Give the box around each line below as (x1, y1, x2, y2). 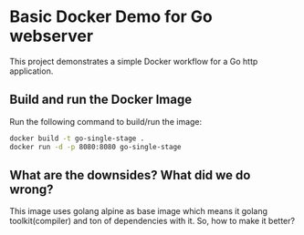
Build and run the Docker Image (9, 92, 193, 107)
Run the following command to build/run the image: (9, 116, 203, 127)
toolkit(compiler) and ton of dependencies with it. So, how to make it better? (9, 216, 295, 227)
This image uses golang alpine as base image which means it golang (9, 206, 267, 217)
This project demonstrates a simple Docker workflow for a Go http (9, 56, 258, 66)
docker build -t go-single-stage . (9, 134, 145, 143)
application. (9, 66, 54, 77)
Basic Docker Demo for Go (9, 6, 213, 27)
